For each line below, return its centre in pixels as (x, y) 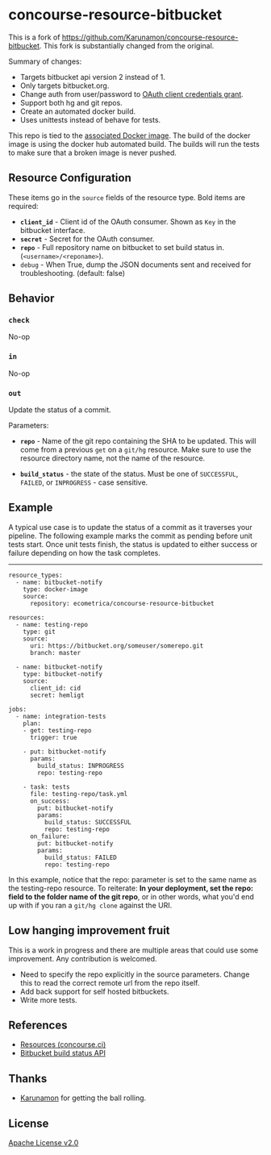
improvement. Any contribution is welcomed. (83, 958)
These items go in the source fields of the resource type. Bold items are (127, 197)
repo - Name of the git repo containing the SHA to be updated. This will (138, 441)
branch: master (55, 653)
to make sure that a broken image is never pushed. (93, 152)
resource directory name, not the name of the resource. (113, 458)
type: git (40, 632)
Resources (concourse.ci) (63, 1045)
